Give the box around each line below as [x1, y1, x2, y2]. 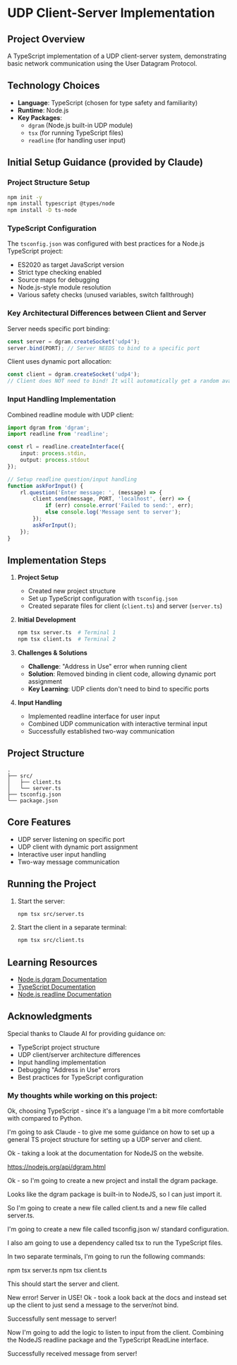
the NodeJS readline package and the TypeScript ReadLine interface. [7, 1336, 209, 1345]
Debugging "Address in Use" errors [17, 1065, 121, 1074]
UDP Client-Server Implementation [7, 5, 215, 21]
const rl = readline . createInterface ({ [7, 443, 125, 451]
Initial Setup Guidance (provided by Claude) [7, 157, 203, 169]
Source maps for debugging [17, 275, 99, 284]
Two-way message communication [17, 857, 120, 866]
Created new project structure [28, 587, 116, 595]
